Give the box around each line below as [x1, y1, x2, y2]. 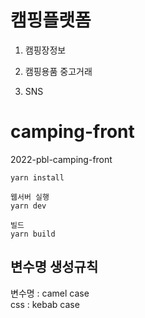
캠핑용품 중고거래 [24, 65, 93, 77]
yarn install [10, 172, 65, 183]
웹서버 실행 [10, 192, 50, 202]
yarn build [10, 229, 56, 239]
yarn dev [10, 201, 47, 211]
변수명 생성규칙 [10, 259, 99, 276]
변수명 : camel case [10, 287, 90, 299]
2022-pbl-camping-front [10, 153, 113, 165]
